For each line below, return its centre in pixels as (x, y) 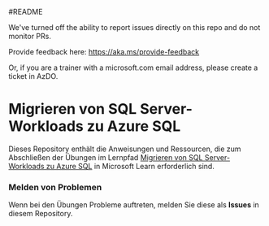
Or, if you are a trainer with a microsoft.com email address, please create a (133, 67)
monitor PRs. (30, 36)
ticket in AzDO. (33, 76)
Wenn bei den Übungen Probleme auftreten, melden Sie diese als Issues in (134, 205)
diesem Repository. (41, 214)
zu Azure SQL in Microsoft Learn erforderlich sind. (130, 166)
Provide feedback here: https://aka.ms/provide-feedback (104, 52)
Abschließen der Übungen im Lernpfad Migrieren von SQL (106, 157)
